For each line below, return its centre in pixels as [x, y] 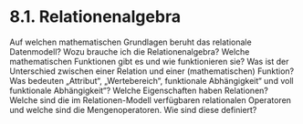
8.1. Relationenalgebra [95, 17]
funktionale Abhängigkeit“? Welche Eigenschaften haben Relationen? [139, 90]
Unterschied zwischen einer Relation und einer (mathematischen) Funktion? [152, 71]
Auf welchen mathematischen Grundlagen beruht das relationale [131, 42]
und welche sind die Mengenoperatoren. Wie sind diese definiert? [133, 109]
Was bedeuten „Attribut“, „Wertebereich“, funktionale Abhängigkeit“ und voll [151, 80]
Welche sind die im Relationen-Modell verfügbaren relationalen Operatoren [151, 100]
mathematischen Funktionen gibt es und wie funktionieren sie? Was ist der [149, 61]
